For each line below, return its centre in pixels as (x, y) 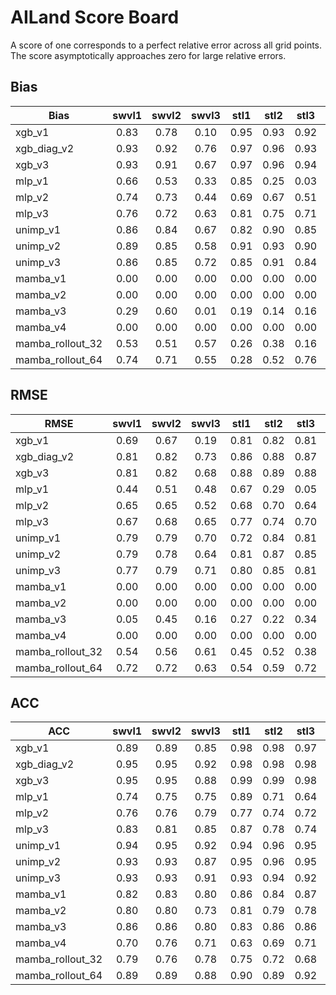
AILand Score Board (95, 17)
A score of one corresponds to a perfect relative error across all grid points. (166, 45)
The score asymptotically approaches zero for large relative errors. (148, 55)
